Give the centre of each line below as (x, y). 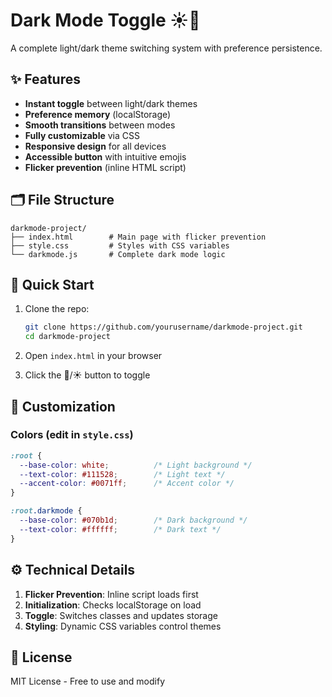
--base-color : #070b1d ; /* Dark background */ (133, 520)
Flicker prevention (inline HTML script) (105, 167)
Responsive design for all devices (95, 146)
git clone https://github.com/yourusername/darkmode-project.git (163, 327)
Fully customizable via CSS (82, 135)
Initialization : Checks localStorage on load (113, 605)
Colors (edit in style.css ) (72, 435)
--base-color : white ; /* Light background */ (136, 465)
